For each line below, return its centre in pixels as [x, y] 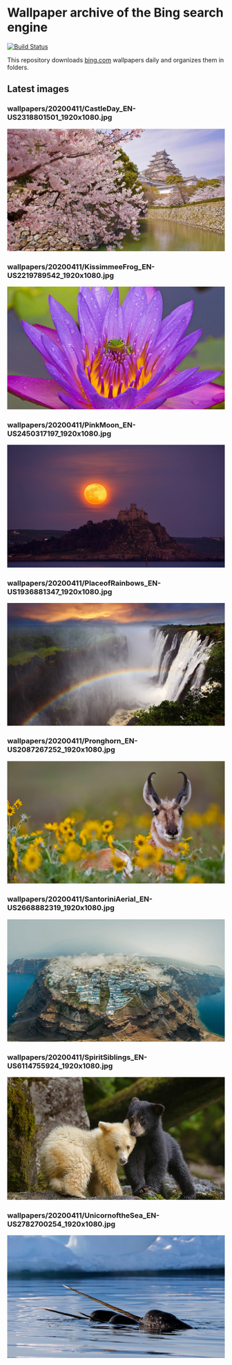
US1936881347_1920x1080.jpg [60, 591]
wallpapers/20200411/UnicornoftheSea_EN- [84, 1215]
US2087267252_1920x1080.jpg [61, 750]
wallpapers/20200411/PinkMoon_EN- [71, 425]
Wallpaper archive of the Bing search [115, 13]
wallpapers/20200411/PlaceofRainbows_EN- [84, 583]
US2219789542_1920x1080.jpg [61, 276]
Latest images [38, 89]
